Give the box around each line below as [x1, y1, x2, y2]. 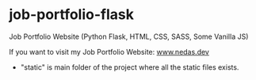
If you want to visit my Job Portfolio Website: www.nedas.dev [9, 47, 209, 56]
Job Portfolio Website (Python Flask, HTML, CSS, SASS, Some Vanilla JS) [9, 32, 249, 41]
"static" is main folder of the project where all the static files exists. [20, 62, 239, 72]
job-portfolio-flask [9, 6, 134, 24]
